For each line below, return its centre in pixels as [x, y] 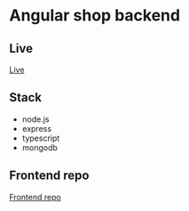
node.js [36, 119]
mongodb [39, 147]
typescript [41, 138]
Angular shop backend [94, 16]
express [36, 128]
